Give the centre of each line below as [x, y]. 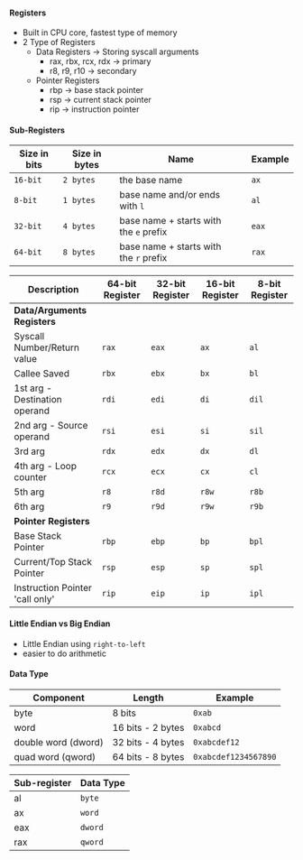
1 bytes [79, 200]
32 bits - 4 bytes [148, 742]
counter [31, 477]
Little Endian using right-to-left [84, 643]
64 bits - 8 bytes [148, 756]
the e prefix [143, 232]
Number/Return [46, 347]
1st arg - [33, 388]
